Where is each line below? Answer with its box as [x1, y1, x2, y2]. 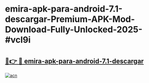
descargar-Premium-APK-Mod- [5, 14, 135, 25]
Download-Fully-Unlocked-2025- [5, 24, 143, 35]
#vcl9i [5, 34, 31, 46]
